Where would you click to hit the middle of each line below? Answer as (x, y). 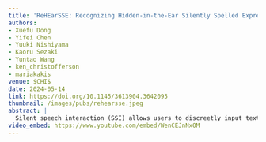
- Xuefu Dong (30, 30)
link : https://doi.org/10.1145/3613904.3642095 (88, 96)
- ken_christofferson (44, 67)
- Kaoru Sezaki (33, 52)
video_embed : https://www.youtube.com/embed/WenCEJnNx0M (104, 125)
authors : (23, 23)
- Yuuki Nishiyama (38, 45)
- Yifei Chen (30, 37)
